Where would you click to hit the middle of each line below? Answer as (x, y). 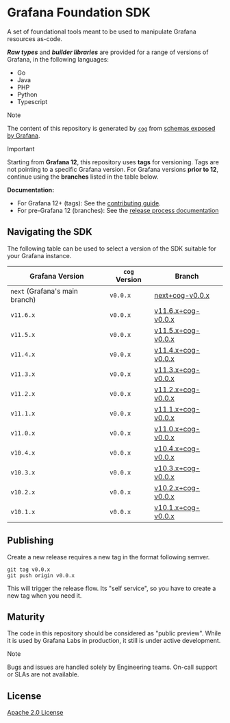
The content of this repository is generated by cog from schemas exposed (111, 128)
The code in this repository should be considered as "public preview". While (114, 633)
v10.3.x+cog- (177, 468)
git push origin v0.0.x (41, 575)
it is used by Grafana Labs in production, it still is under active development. (114, 641)
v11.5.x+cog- (177, 330)
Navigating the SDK (50, 232)
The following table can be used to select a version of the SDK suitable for (112, 249)
